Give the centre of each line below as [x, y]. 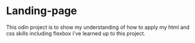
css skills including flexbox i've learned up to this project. [76, 33]
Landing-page [42, 11]
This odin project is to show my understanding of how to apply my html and [98, 27]
